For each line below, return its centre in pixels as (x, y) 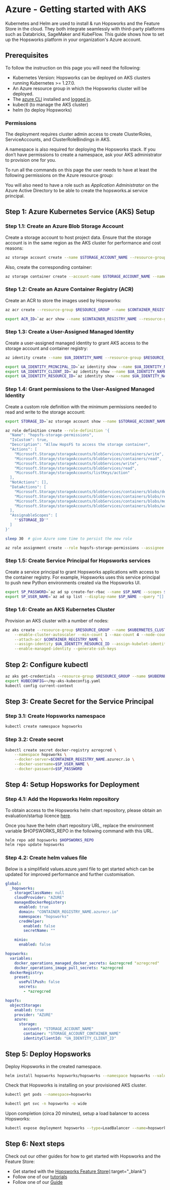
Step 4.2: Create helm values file (46, 858)
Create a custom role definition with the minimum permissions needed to (81, 406)
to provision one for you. (31, 160)
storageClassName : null (39, 893)
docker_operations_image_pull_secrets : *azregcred (69, 968)
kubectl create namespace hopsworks (44, 726)
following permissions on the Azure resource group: (59, 176)
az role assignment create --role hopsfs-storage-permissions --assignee (85, 548)
